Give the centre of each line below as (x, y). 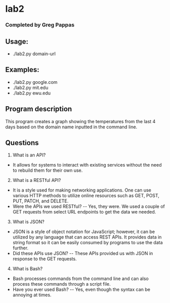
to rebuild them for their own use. (48, 170)
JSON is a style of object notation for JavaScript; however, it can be (84, 232)
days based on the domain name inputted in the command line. (71, 127)
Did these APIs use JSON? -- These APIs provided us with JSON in (83, 253)
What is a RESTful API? (37, 180)
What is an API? (29, 155)
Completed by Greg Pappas (40, 25)
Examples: (22, 70)
